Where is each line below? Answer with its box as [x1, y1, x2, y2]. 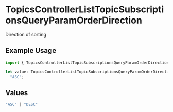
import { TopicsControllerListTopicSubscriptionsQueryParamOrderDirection [5, 60, 169, 65]
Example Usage [5, 46, 57, 55]
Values [5, 88, 28, 97]
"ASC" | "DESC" [5, 102, 38, 107]
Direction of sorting [5, 31, 46, 38]
